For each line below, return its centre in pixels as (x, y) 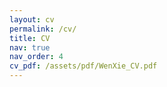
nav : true (30, 47)
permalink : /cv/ (43, 29)
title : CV (30, 38)
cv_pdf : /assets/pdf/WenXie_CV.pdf (83, 66)
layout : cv (32, 19)
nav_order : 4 (36, 57)
